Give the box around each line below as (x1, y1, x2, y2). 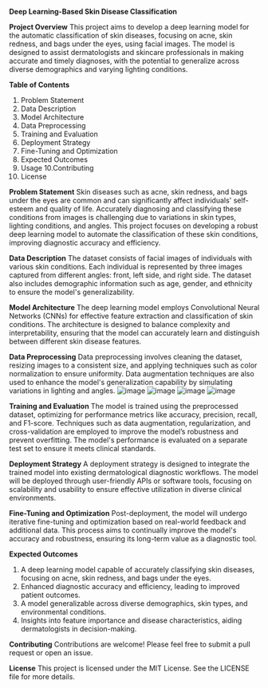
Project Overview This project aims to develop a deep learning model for (9, 22, 250, 31)
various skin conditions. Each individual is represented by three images (9, 262, 242, 271)
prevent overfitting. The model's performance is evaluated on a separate (9, 435, 248, 445)
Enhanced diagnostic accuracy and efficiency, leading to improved (20, 582, 240, 591)
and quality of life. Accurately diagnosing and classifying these (35, 204, 242, 214)
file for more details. (9, 672, 75, 681)
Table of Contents (9, 80, 70, 89)
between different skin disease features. (9, 336, 142, 346)
